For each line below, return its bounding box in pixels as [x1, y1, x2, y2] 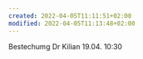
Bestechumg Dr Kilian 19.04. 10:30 [8, 41, 123, 51]
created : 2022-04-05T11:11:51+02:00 [8, 11, 132, 20]
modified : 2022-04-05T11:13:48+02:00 [8, 19, 136, 27]
